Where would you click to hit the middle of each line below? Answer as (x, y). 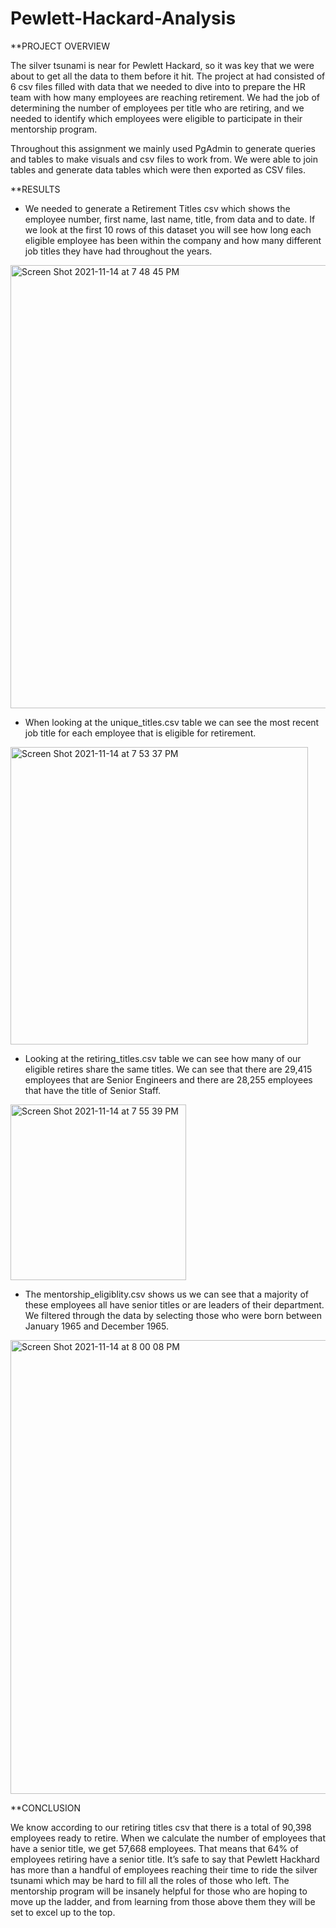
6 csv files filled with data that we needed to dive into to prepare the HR (158, 86)
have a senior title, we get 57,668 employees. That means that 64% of (154, 1848)
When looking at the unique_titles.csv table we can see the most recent (172, 722)
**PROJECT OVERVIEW (60, 46)
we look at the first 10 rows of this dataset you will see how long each (168, 229)
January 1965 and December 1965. (96, 1326)
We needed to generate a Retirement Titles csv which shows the (157, 208)
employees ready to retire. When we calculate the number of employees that (168, 1838)
